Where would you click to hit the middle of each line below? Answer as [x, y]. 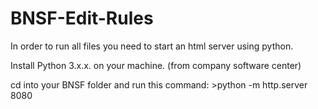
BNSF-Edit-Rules [82, 18]
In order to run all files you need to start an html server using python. [152, 46]
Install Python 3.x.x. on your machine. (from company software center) [156, 65]
